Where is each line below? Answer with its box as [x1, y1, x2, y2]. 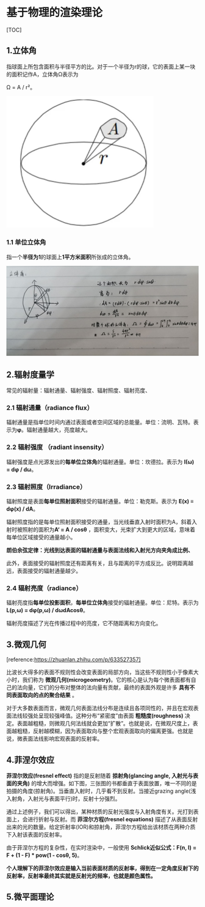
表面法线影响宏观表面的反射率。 [22, 735, 103, 742]
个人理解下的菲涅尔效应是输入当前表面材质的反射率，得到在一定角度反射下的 [6, 864, 199, 872]
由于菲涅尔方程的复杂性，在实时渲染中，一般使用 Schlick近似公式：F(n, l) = [6, 843, 197, 851]
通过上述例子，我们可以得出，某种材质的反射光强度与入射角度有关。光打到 [6, 808, 193, 815]
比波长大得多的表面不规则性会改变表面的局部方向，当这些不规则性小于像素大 [6, 668, 199, 676]
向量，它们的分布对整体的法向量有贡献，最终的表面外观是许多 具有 [22, 684, 190, 691]
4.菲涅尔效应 [6, 755, 55, 765]
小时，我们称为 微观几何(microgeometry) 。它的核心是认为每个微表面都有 [6, 676, 191, 684]
